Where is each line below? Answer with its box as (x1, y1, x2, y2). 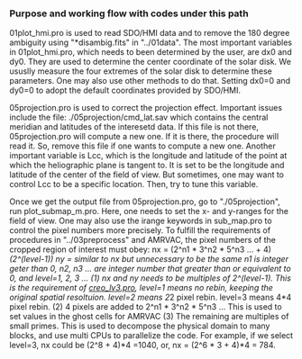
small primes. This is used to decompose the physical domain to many (9, 320, 270, 331)
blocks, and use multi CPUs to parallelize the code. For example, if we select (9, 330, 294, 341)
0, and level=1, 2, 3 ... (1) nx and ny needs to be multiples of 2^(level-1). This (9, 273, 291, 283)
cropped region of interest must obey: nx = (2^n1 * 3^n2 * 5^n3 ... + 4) (9, 244, 272, 255)
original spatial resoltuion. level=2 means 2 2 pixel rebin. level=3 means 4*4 (9, 292, 292, 303)
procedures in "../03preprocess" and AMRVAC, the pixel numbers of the (9, 235, 277, 246)
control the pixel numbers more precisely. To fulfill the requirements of (9, 225, 271, 236)
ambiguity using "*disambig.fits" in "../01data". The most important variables (9, 37, 293, 48)
